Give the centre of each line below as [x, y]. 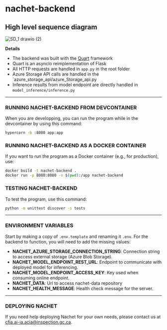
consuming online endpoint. [41, 278]
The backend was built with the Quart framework [62, 58]
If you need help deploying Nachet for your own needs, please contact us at [83, 317]
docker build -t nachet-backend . [41, 171]
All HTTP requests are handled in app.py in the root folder [71, 69]
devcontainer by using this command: [44, 124]
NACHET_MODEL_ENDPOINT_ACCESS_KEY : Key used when [75, 272]
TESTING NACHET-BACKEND [41, 188]
